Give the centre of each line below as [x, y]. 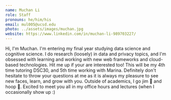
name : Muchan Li [23, 10]
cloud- [156, 59]
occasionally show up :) [30, 92]
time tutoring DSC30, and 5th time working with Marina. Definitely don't [81, 70]
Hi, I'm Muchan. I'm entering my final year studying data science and [78, 48]
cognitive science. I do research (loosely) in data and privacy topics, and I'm [86, 54]
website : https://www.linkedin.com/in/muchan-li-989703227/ [71, 34]
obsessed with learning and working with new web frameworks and [77, 59]
